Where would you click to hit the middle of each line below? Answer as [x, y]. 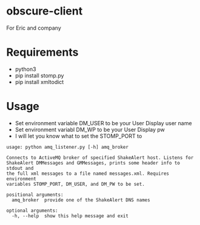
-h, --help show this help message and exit [70, 216]
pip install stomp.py [39, 75]
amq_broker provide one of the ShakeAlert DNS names [81, 200]
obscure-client [45, 11]
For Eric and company [34, 28]
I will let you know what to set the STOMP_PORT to [78, 136]
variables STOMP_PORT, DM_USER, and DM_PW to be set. [76, 184]
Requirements [42, 52]
